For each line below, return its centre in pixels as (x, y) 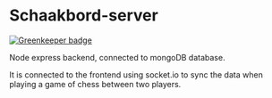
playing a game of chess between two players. (95, 84)
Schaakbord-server (84, 16)
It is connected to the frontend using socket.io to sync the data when (136, 74)
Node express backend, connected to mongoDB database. (117, 57)
